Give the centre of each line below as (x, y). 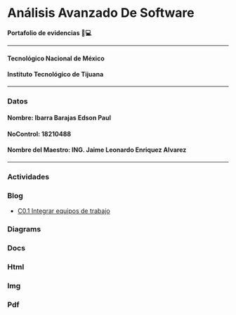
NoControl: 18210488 (39, 134)
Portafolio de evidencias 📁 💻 (50, 32)
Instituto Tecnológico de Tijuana (55, 75)
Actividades (28, 176)
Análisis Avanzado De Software (101, 13)
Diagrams (24, 229)
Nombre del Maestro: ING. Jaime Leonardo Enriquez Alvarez (97, 150)
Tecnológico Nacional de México (56, 58)
